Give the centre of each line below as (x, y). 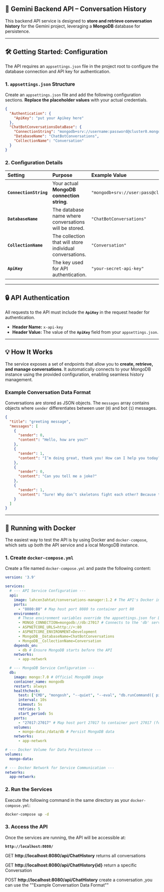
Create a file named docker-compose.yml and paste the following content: (78, 569)
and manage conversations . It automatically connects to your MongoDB (78, 369)
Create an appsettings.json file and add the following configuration (73, 95)
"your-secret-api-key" (117, 268)
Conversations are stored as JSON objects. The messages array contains (77, 403)
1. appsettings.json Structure (40, 84)
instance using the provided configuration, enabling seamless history (74, 374)
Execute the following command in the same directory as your (67, 800)
